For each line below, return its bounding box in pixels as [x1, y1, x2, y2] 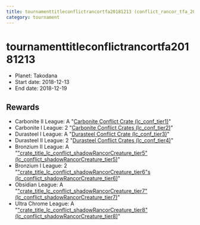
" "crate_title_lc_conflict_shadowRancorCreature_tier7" [14, 187, 148, 195]
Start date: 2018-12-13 [14, 79, 70, 86]
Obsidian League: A [14, 181, 64, 188]
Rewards [6, 102, 40, 112]
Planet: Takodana [14, 72, 58, 79]
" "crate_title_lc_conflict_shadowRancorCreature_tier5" [14, 149, 148, 157]
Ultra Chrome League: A [14, 200, 74, 207]
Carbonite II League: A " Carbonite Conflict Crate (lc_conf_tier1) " [14, 118, 171, 125]
